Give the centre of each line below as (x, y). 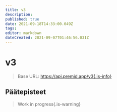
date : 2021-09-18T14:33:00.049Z (39, 24)
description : (19, 14)
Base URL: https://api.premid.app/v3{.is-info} (65, 76)
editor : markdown (23, 33)
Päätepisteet (26, 92)
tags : (11, 28)
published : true (22, 19)
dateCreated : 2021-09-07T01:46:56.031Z (47, 38)
